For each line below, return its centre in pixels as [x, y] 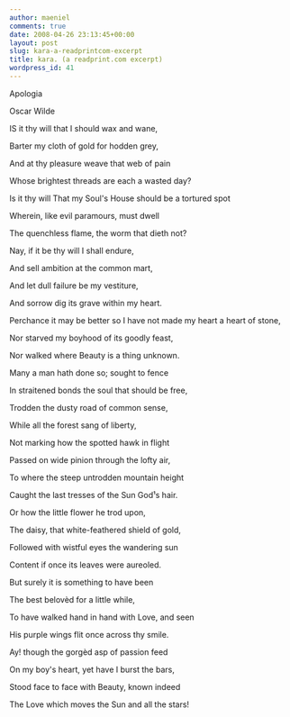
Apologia [26, 93]
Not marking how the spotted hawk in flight [89, 442]
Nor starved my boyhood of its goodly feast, [91, 338]
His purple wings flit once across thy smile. [89, 634]
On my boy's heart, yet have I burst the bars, [92, 669]
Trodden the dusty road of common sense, [89, 407]
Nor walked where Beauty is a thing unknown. [95, 355]
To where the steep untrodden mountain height [97, 477]
